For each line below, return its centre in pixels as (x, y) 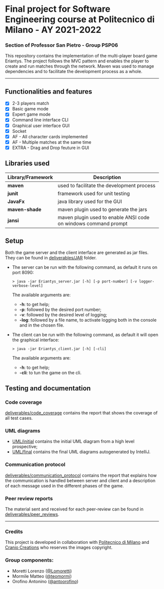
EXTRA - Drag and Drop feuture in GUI (51, 148)
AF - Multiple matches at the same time (52, 142)
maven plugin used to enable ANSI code (104, 217)
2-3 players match (31, 103)
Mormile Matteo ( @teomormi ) (42, 576)
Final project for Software (58, 9)
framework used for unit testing (94, 193)
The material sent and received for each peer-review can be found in (74, 509)
